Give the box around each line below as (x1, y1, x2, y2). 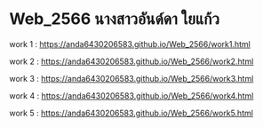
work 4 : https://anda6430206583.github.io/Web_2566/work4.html (9, 90, 254, 101)
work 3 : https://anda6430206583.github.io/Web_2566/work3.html (9, 73, 254, 83)
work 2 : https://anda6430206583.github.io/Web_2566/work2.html (9, 56, 254, 67)
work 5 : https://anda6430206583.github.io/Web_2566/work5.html (9, 107, 253, 118)
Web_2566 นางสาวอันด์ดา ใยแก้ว (9, 9, 220, 29)
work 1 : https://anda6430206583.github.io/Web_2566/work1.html (9, 38, 251, 49)
